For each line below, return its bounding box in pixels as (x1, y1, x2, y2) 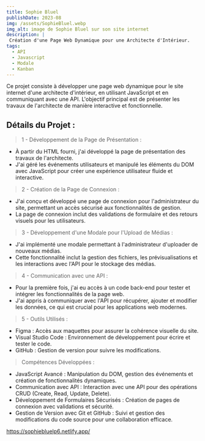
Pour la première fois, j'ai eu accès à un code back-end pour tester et (15, 284, 191, 291)
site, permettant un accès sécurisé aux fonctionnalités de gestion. (15, 204, 182, 212)
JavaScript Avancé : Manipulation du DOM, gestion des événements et (15, 371, 193, 378)
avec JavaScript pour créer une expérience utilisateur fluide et (15, 168, 173, 175)
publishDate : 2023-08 (6, 15, 62, 21)
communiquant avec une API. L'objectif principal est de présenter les (6, 95, 180, 103)
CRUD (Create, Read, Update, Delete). (15, 390, 111, 398)
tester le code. (15, 340, 52, 347)
